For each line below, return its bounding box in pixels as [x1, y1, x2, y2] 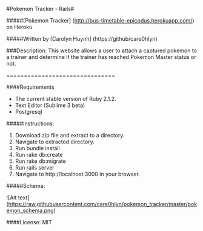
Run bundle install [15, 145, 60, 151]
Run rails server [15, 164, 55, 171]
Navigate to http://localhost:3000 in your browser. [15, 170, 141, 178]
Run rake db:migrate [15, 157, 67, 165]
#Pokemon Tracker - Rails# [6, 5, 75, 12]
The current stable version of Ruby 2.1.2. [15, 95, 116, 102]
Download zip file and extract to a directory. [15, 132, 125, 139]
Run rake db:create [15, 151, 63, 158]
